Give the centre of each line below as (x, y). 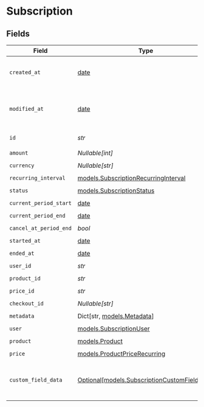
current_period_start (40, 203)
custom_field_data (36, 380)
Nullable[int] (95, 153)
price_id (22, 291)
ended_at (22, 253)
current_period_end (37, 215)
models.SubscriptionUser (114, 329)
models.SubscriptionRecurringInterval (131, 178)
